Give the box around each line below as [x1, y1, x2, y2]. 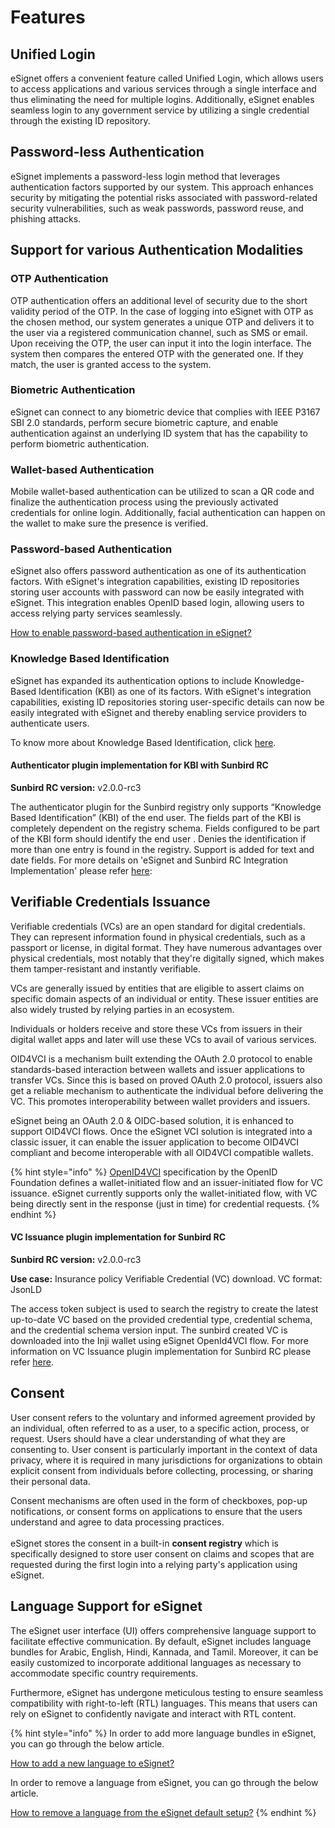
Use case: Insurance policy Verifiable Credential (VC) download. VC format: [10, 1272, 323, 1285]
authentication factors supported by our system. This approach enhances [10, 181, 314, 193]
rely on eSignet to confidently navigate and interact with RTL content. [10, 1707, 297, 1720]
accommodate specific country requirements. [10, 1667, 199, 1679]
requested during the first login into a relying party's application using [10, 1558, 298, 1570]
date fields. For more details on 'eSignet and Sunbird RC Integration [10, 854, 289, 866]
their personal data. [10, 1475, 91, 1487]
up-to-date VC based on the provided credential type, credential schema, [10, 1313, 313, 1325]
